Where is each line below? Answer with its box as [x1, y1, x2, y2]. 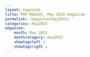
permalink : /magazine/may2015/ [5, 16, 70, 21]
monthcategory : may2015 [14, 35, 63, 40]
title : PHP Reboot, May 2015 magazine [5, 12, 85, 17]
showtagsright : [14, 44, 48, 49]
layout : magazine [5, 7, 41, 12]
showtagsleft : [14, 40, 45, 45]
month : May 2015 [14, 30, 48, 35]
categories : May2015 [5, 21, 48, 26]
